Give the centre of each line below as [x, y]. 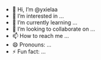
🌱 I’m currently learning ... [45, 22]
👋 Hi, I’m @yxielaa [35, 9]
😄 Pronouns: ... [32, 45]
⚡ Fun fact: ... [29, 51]
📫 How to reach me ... [40, 36]
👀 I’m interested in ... [38, 16]
